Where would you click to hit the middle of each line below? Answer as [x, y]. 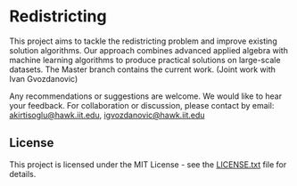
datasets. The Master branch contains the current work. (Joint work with [143, 69]
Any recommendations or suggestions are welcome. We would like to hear [146, 96]
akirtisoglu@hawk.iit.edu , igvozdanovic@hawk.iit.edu [107, 115]
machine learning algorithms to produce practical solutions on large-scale [145, 60]
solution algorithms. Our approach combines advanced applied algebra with [148, 50]
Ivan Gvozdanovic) [44, 78]
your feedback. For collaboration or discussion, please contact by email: [142, 105]
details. [23, 174]
